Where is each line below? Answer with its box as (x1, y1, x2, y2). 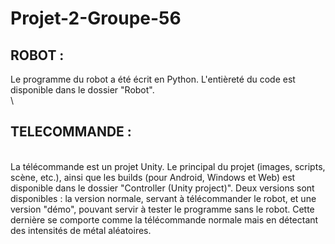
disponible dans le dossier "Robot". (10, 84, 155, 96)
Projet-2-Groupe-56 (10, 7, 182, 30)
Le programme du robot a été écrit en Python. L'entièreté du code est (10, 73, 296, 85)
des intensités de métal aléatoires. (10, 224, 152, 236)
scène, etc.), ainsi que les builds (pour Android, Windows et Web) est (10, 171, 296, 183)
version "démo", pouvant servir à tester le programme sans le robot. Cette (10, 203, 315, 215)
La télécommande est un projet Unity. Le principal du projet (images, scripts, (10, 160, 326, 172)
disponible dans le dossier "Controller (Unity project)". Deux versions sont (10, 182, 315, 194)
